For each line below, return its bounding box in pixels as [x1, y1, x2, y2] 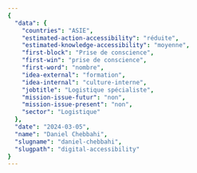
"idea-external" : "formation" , [22, 71, 126, 79]
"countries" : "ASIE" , [22, 26, 93, 34]
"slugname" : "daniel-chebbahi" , [14, 137, 123, 146]
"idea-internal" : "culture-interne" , [22, 78, 148, 86]
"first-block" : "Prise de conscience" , [22, 49, 155, 57]
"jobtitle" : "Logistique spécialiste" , [22, 85, 155, 94]
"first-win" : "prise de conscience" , [22, 57, 148, 65]
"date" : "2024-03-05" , [14, 123, 90, 131]
